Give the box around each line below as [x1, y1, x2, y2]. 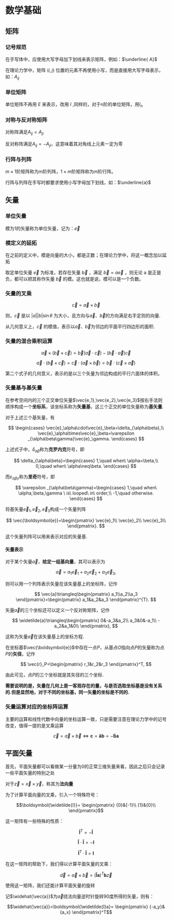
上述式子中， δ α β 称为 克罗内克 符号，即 [5, 446, 84, 453]
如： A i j [5, 73, 19, 81]
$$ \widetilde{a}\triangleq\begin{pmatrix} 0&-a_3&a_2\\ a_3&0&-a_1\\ [12, 617, 157, 624]
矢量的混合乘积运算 [5, 338, 53, 345]
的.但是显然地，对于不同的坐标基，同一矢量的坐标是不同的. [5, 689, 130, 695]
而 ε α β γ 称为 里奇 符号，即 [5, 473, 55, 481]
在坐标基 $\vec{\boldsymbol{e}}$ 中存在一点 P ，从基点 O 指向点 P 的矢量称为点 [5, 644, 165, 651]
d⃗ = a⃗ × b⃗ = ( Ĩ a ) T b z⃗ [59, 871, 113, 878]
